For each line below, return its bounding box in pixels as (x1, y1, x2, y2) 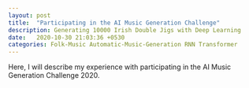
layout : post (8, 11, 51, 20)
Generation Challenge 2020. (8, 71, 100, 80)
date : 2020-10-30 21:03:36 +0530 (8, 33, 125, 42)
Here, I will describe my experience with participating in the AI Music (8, 62, 232, 71)
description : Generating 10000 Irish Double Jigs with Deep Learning (8, 26, 242, 34)
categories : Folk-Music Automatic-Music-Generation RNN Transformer (8, 41, 238, 49)
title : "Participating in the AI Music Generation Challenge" (8, 19, 221, 27)
